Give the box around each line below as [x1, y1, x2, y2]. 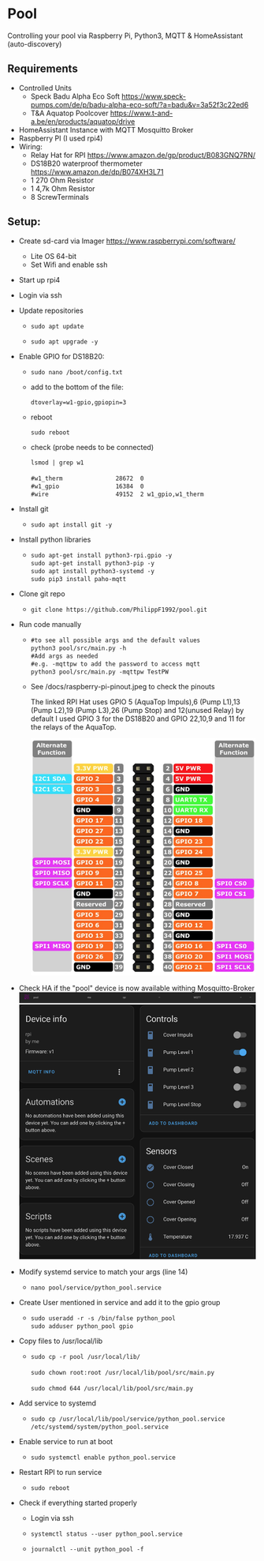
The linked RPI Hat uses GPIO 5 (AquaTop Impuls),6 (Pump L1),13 [30, 696, 241, 707]
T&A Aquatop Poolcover [30, 108, 109, 118]
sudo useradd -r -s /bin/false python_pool [30, 1315, 177, 1323]
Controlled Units [18, 83, 73, 92]
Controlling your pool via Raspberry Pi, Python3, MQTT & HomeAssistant [7, 31, 244, 40]
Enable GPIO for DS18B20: [18, 351, 105, 361]
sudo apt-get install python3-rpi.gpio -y [30, 551, 173, 559]
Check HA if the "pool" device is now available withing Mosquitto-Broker [18, 984, 255, 993]
